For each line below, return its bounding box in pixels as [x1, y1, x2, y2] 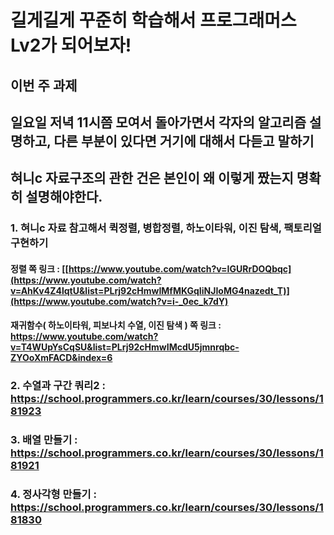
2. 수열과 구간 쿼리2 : [10, 379, 106, 393]
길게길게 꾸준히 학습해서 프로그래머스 [10, 9, 297, 32]
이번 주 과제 [10, 77, 78, 94]
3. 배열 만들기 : [10, 433, 78, 447]
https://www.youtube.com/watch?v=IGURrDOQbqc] [68, 262, 292, 275]
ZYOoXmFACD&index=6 [10, 352, 113, 364]
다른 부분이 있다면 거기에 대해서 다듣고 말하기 [53, 132, 315, 150]
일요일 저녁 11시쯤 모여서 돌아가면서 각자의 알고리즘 [10, 114, 307, 131]
